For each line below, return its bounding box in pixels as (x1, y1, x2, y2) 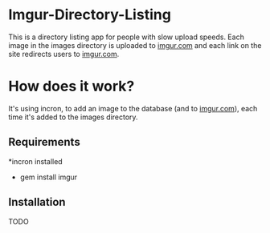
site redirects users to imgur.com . (8, 49, 120, 58)
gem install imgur (19, 172, 78, 182)
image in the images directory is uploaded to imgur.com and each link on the (8, 40, 262, 50)
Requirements (8, 135, 80, 149)
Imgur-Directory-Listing (8, 6, 171, 24)
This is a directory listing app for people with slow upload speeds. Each (8, 32, 245, 42)
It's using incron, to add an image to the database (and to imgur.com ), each (8, 103, 258, 113)
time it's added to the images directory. (8, 112, 138, 122)
